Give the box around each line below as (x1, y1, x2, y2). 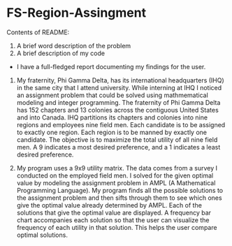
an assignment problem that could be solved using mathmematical (16, 91, 209, 99)
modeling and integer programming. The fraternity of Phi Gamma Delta (16, 98, 221, 106)
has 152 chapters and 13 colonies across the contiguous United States (16, 106, 219, 114)
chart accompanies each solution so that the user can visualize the (16, 215, 210, 224)
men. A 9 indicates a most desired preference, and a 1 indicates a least (16, 143, 221, 151)
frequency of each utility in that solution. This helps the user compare (16, 223, 217, 231)
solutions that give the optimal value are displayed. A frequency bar (16, 208, 211, 217)
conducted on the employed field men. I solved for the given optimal (16, 171, 214, 180)
